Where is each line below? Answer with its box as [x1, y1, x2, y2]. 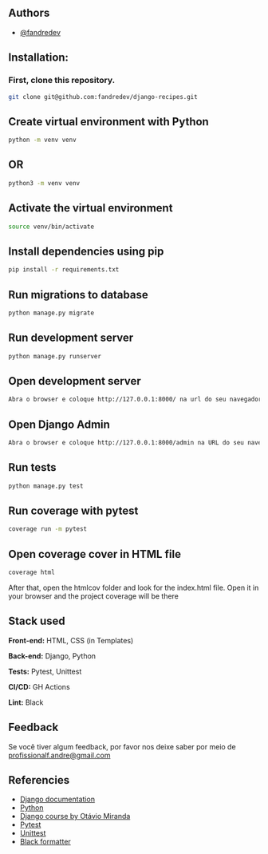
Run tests [8, 461, 57, 474]
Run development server [8, 331, 134, 345]
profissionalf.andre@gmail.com [8, 750, 111, 760]
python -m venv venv [8, 136, 77, 144]
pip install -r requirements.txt [8, 266, 120, 274]
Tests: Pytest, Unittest [8, 666, 82, 676]
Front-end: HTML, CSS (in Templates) [8, 635, 134, 645]
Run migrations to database [8, 287, 149, 302]
